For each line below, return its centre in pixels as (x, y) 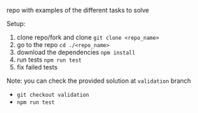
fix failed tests (37, 67)
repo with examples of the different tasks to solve (78, 10)
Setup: (16, 24)
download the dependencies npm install (76, 52)
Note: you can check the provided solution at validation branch (99, 81)
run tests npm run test (49, 60)
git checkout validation (53, 95)
